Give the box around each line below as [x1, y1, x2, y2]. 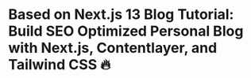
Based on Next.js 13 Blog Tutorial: [8, 6, 234, 24]
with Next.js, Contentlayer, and [8, 39, 218, 57]
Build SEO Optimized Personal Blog [8, 22, 244, 40]
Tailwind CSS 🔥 [8, 56, 111, 74]
